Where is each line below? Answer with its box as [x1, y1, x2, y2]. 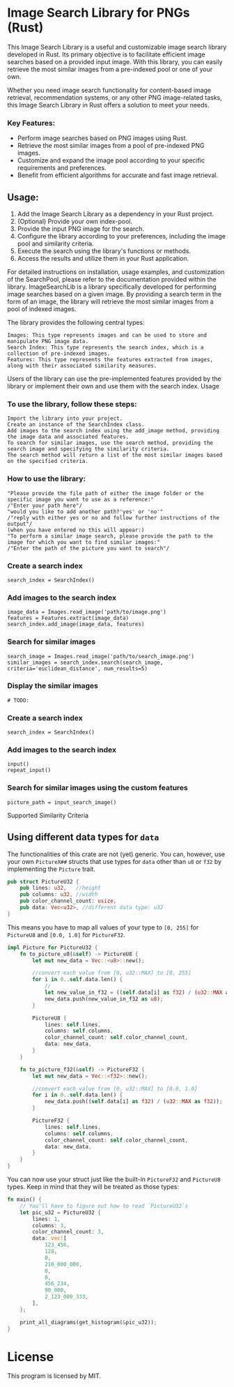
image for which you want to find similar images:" [7, 538, 160, 545]
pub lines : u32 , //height [19, 884, 101, 892]
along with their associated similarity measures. [7, 363, 157, 370]
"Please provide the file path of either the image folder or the [7, 490, 204, 497]
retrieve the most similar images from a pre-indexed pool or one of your [7, 65, 213, 73]
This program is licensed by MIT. [7, 1372, 102, 1380]
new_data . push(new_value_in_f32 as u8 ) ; [44, 995, 164, 1002]
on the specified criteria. [7, 458, 89, 465]
